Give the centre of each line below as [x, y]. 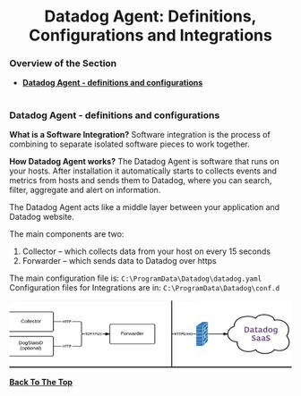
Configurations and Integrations [150, 35]
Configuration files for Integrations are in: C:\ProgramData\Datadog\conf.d [145, 288]
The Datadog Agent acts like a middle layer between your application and [145, 207]
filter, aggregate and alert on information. [85, 190]
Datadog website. [42, 217]
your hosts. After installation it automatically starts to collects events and [143, 171]
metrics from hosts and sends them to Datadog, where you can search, [141, 181]
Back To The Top [41, 382]
